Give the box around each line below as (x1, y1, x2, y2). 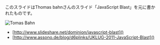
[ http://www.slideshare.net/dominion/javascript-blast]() (12, 30, 124, 35)
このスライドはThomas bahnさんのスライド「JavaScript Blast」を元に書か (5, 4, 156, 10)
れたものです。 (5, 10, 35, 16)
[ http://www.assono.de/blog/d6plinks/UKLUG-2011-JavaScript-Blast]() (12, 34, 155, 40)
